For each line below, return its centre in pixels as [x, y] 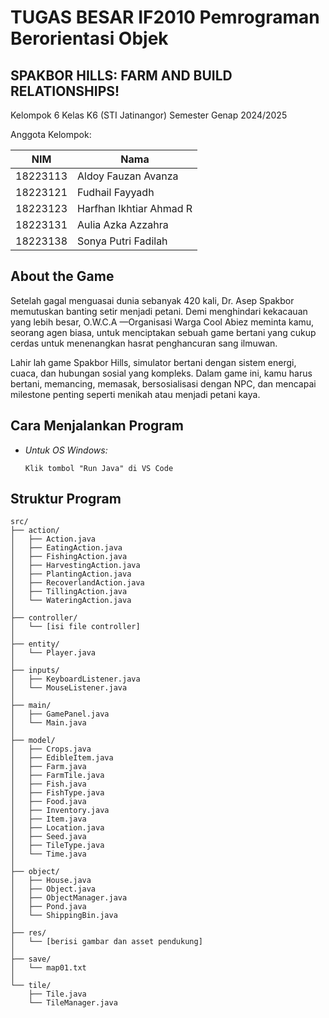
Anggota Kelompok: [51, 134]
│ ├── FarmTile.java [57, 776]
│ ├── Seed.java [48, 837]
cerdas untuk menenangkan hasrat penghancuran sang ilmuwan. [144, 343]
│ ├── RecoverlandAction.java [77, 583]
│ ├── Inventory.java [60, 811]
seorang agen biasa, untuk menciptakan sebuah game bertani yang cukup [163, 332]
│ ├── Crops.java [51, 749]
